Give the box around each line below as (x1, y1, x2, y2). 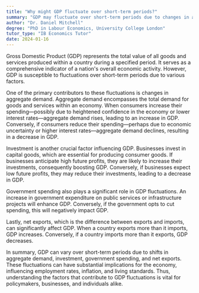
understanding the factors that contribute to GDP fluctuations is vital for (6, 274, 181, 281)
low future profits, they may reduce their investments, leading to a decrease (6, 170, 191, 177)
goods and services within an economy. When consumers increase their (6, 102, 182, 109)
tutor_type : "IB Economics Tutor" (6, 31, 92, 37)
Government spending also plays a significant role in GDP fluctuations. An (6, 188, 187, 195)
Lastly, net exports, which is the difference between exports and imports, (6, 218, 185, 225)
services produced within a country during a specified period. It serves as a (6, 59, 191, 66)
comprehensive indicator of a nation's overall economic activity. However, (6, 65, 187, 72)
